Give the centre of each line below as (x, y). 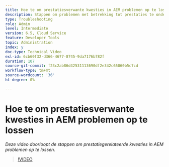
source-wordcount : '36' (30, 75)
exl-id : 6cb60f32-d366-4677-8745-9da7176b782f (55, 56)
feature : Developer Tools (32, 38)
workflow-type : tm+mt (28, 71)
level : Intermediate (27, 29)
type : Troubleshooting (29, 19)
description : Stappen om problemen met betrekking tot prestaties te (80, 15)
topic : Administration (29, 43)
